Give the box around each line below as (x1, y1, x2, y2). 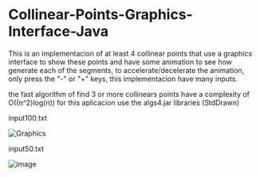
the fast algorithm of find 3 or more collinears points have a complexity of (8, 89, 250, 98)
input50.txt (8, 144, 44, 153)
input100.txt (8, 113, 48, 122)
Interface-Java (8, 22, 109, 40)
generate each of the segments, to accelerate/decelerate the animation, (8, 65, 245, 75)
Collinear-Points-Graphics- (8, 6, 193, 24)
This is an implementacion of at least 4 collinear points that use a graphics (8, 48, 253, 58)
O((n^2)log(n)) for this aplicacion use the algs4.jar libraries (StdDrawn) (8, 98, 240, 107)
